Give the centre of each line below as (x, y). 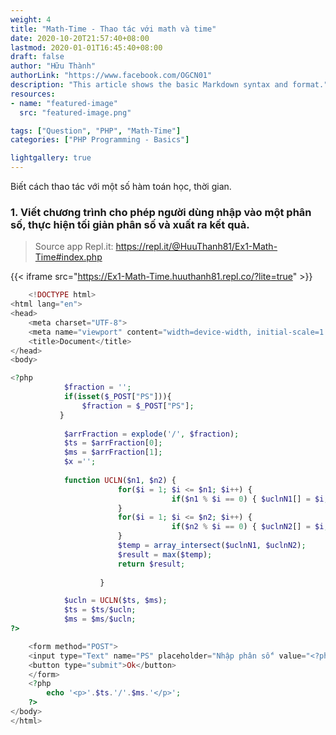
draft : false (37, 57)
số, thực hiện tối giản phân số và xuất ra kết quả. (130, 224)
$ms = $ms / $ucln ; (100, 619)
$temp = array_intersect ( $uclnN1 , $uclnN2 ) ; (212, 546)
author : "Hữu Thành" (53, 66)
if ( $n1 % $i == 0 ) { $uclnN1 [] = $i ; (250, 499)
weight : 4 (31, 19)
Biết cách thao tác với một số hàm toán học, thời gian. (121, 186)
